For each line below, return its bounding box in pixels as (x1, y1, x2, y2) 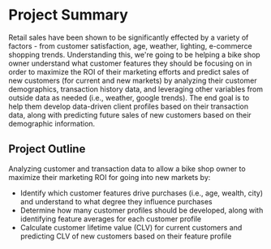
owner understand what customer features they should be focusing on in (8, 58, 252, 68)
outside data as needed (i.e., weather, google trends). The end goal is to (8, 92, 250, 102)
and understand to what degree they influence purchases (19, 196, 213, 206)
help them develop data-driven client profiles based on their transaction (8, 101, 249, 111)
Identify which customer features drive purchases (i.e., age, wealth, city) (19, 188, 264, 198)
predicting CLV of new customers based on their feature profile (19, 231, 232, 241)
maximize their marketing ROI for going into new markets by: (8, 172, 211, 182)
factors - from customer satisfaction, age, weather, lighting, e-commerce (8, 41, 253, 50)
